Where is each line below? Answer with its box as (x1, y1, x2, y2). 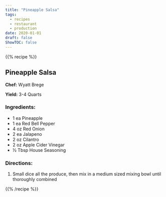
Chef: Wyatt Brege (5, 81, 44, 88)
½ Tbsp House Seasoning (12, 147, 66, 153)
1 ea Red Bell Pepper (12, 120, 55, 126)
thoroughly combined (12, 176, 57, 182)
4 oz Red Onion (12, 126, 45, 132)
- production (10, 26, 37, 31)
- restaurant (10, 21, 37, 27)
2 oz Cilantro (12, 136, 39, 142)
